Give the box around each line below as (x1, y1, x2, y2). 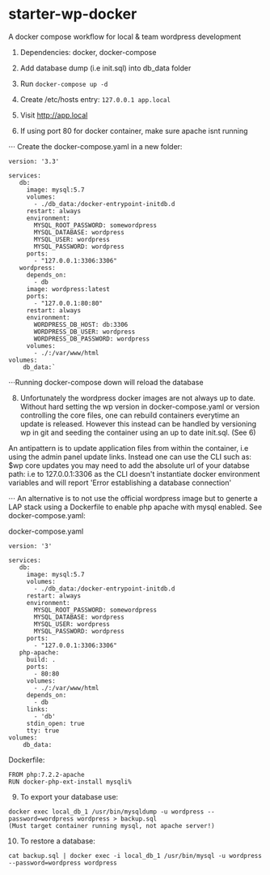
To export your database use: (19, 791, 119, 801)
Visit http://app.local (19, 110, 88, 120)
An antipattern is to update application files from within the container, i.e (8, 443, 249, 453)
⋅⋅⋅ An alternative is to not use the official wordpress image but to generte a (8, 493, 259, 503)
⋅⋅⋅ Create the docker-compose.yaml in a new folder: (8, 141, 183, 151)
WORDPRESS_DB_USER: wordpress (33, 328, 136, 336)
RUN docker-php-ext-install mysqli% (8, 778, 132, 786)
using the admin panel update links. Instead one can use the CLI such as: (8, 452, 252, 461)
